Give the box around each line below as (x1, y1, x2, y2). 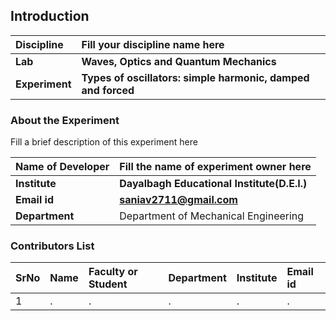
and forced (81, 83, 135, 97)
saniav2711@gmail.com (119, 193, 238, 207)
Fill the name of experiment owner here (119, 160, 312, 174)
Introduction (10, 8, 90, 25)
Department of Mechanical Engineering (119, 209, 305, 223)
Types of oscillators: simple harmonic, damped (81, 70, 310, 84)
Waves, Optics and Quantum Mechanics (81, 54, 277, 68)
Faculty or (88, 265, 138, 279)
